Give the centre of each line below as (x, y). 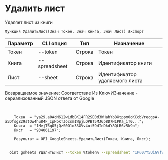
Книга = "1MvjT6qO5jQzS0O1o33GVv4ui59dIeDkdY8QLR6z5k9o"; (77, 126)
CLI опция (55, 43)
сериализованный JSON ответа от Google (50, 98)
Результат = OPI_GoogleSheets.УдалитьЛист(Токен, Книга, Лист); (82, 139)
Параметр (20, 43)
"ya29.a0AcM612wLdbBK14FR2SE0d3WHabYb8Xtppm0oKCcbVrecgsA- (97, 117)
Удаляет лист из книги (29, 22)
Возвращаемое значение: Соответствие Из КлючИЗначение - (72, 93)
